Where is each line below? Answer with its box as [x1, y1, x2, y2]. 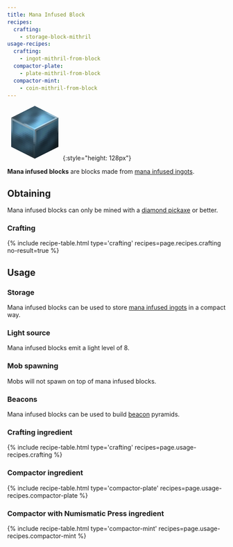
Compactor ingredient [7, 468, 83, 477]
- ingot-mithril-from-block [19, 56, 101, 63]
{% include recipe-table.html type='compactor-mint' [7, 524, 157, 532]
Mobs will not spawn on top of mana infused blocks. [7, 377, 157, 385]
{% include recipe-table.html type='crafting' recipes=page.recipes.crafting [7, 239, 221, 247]
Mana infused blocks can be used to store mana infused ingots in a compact [7, 303, 226, 312]
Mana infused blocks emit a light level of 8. [7, 344, 130, 352]
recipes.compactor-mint [7, 532, 76, 540]
